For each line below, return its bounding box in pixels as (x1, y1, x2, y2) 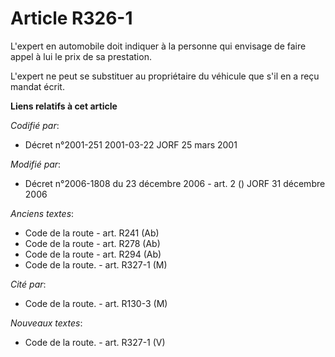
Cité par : (10, 278, 47, 290)
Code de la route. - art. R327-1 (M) (24, 258, 168, 271)
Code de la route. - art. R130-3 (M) (24, 297, 168, 309)
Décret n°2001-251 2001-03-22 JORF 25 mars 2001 (24, 138, 238, 151)
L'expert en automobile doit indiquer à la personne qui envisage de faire (10, 40, 307, 52)
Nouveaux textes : (10, 317, 83, 329)
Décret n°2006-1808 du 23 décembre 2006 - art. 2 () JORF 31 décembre (24, 177, 326, 189)
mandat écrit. (10, 80, 65, 92)
